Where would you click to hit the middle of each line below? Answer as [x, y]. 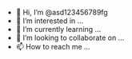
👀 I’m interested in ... [50, 21]
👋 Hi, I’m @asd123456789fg [62, 12]
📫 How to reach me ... [53, 47]
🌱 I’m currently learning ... [58, 29]
